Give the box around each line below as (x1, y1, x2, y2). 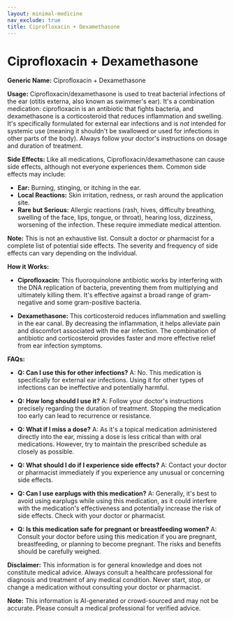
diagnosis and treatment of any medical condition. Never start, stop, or (7, 576, 211, 584)
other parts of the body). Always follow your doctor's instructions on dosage (7, 134, 228, 143)
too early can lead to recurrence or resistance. (17, 412, 152, 420)
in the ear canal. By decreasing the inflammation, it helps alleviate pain (17, 319, 221, 328)
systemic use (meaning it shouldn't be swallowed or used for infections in (7, 127, 219, 135)
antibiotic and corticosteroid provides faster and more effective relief (17, 334, 216, 343)
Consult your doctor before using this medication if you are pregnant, (17, 532, 217, 541)
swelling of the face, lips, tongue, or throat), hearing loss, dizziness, (17, 214, 213, 222)
